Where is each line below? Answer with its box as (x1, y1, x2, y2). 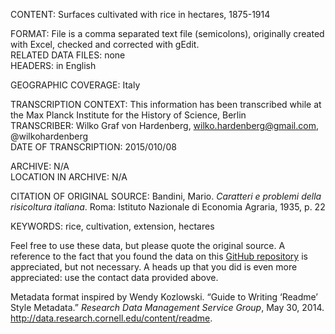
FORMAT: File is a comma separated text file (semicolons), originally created (10, 28, 325, 39)
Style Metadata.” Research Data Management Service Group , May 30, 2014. (10, 302, 325, 313)
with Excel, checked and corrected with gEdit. (10, 39, 200, 50)
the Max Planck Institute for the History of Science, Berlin (10, 109, 247, 121)
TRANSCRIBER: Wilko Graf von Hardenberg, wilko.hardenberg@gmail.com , (10, 120, 319, 131)
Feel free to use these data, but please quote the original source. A (10, 240, 286, 251)
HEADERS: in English (10, 60, 97, 71)
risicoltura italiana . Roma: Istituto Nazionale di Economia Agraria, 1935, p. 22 (10, 201, 326, 213)
